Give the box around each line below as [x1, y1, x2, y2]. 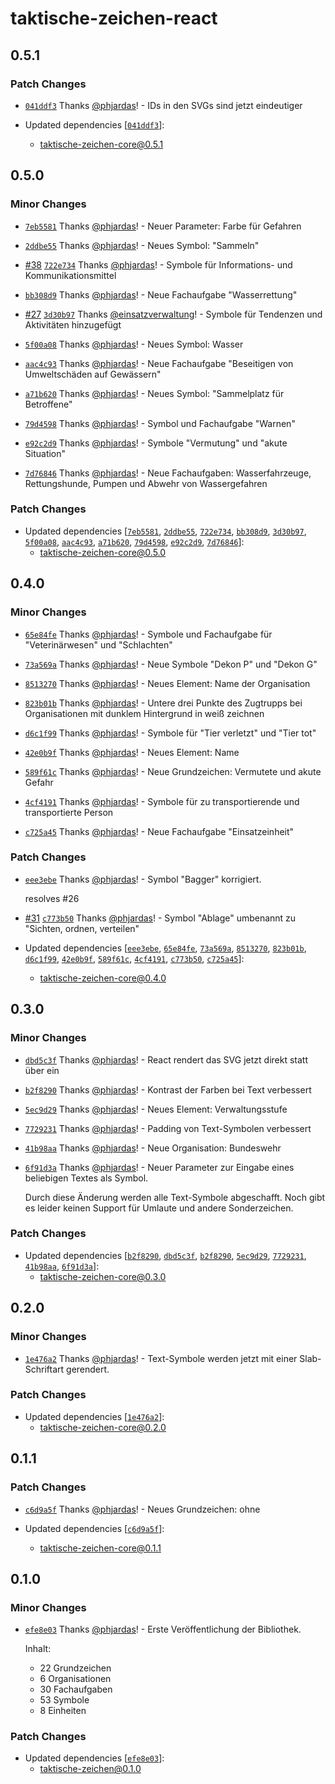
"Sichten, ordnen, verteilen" [24, 922, 140, 934]
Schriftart [24, 1363, 65, 1375]
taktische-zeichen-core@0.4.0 [39, 972, 167, 984]
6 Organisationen [39, 1673, 112, 1685]
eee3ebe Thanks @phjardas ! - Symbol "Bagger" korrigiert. [24, 873, 262, 885]
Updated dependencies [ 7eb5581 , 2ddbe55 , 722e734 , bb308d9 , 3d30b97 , [24, 525, 307, 537]
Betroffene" [24, 398, 73, 410]
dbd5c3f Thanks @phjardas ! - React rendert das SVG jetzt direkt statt [24, 1053, 308, 1066]
